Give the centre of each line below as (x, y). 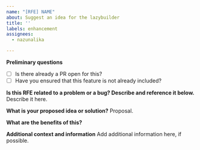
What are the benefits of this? (44, 123)
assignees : (20, 34)
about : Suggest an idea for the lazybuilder (63, 17)
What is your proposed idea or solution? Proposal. (70, 111)
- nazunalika (28, 40)
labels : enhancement (32, 29)
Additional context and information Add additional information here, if (94, 134)
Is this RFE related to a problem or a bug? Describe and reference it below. (100, 93)
